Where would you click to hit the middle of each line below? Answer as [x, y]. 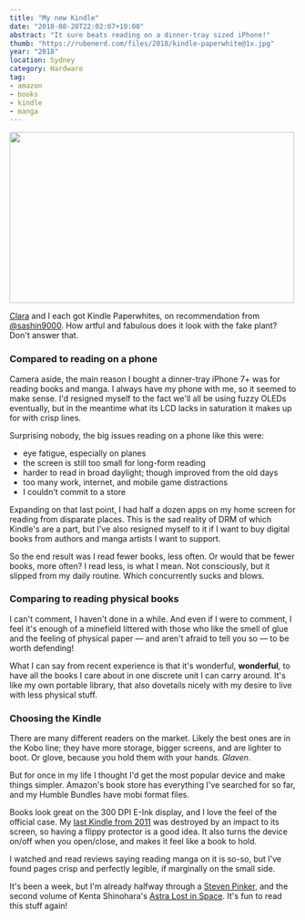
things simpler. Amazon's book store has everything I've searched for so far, [152, 785]
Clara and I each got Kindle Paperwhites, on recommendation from [135, 316]
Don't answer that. [44, 336]
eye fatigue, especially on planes [84, 453]
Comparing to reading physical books [94, 599]
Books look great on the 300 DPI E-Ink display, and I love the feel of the [143, 812]
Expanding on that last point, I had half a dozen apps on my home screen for [152, 509]
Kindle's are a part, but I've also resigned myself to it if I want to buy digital [149, 529]
